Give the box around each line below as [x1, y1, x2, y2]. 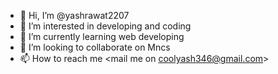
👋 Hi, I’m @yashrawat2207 [19, 10, 130, 21]
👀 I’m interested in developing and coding [19, 20, 192, 32]
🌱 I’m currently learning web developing [19, 31, 185, 42]
